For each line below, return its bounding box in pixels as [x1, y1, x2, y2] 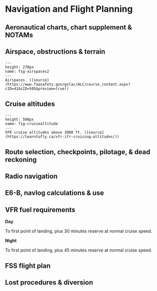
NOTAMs [5, 31, 33, 39]
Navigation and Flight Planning [5, 3, 133, 15]
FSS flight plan [5, 261, 51, 270]
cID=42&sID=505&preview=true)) [5, 86, 69, 92]
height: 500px [5, 117, 34, 122]
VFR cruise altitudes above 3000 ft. [5, 130, 82, 135]
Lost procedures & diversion [5, 278, 93, 287]
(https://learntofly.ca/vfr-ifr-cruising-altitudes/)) [5, 134, 120, 139]
